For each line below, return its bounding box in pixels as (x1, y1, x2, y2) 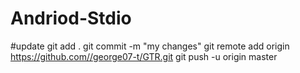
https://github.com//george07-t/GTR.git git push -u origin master (10, 50, 278, 62)
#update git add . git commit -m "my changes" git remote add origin (10, 40, 290, 52)
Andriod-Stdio (10, 7, 132, 30)
